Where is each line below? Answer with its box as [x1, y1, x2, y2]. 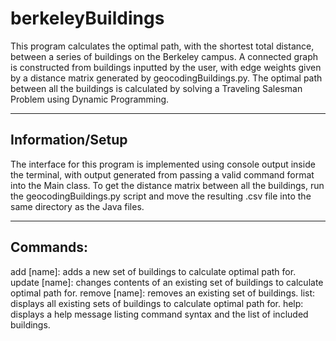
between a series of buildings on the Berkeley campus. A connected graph [10, 50, 319, 62]
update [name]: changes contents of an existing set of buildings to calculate [10, 276, 324, 288]
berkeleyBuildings [10, 7, 165, 30]
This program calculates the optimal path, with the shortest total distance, [10, 40, 315, 52]
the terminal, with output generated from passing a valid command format [10, 168, 315, 181]
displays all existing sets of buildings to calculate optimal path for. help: [10, 297, 304, 309]
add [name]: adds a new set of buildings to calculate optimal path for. [10, 265, 297, 277]
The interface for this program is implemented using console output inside [10, 158, 316, 170]
